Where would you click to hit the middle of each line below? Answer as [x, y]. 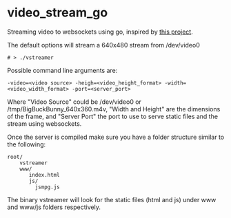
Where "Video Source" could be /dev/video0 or [74, 102]
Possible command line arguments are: [62, 70]
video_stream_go [58, 13]
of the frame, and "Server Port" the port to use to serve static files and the [113, 116]
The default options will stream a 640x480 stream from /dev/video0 [103, 45]
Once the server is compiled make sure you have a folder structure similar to [116, 137]
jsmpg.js [47, 187]
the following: [27, 144]
